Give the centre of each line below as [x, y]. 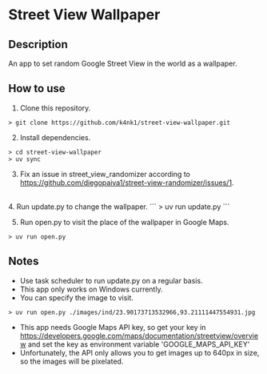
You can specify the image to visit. [77, 297]
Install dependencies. [55, 137]
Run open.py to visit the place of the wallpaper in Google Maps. [124, 222]
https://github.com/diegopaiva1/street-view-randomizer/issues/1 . [127, 183]
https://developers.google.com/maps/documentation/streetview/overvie [139, 336]
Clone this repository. [55, 108]
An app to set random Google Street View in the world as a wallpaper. [123, 63]
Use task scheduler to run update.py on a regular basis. [111, 280]
